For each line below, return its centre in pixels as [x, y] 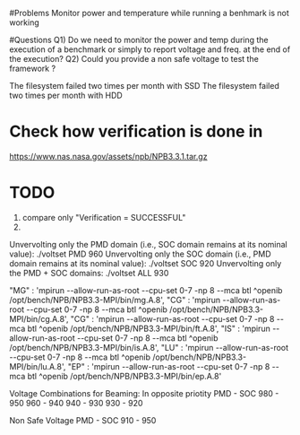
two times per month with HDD [66, 95]
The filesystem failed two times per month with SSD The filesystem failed [144, 86]
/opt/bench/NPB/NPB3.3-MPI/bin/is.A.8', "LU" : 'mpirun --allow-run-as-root [149, 347]
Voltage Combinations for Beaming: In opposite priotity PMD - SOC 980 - [144, 393]
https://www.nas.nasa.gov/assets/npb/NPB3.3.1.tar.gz [108, 156]
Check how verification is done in [136, 131]
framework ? [33, 68]
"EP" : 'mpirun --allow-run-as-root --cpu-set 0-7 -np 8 [169, 366]
